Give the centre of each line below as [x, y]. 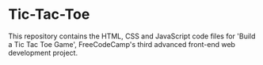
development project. [43, 52]
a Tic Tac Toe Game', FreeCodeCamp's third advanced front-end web [122, 44]
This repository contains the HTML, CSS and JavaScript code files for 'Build [132, 36]
